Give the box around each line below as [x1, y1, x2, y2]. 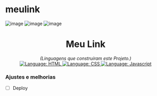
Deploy [12, 85, 28, 91]
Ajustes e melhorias [5, 73, 56, 80]
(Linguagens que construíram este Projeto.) [40, 55, 132, 61]
